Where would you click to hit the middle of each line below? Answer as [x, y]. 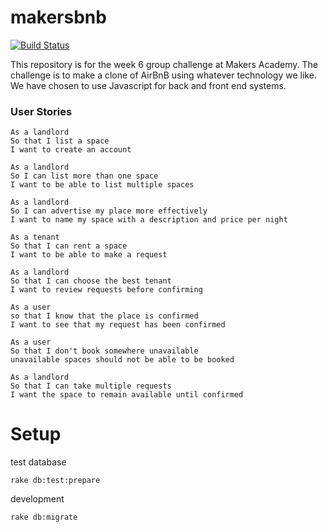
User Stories [41, 111]
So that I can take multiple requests [91, 386]
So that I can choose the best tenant [91, 281]
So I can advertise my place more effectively [109, 211]
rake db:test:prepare [55, 481]
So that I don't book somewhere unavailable [104, 351]
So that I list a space [60, 141]
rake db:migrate [44, 517]
